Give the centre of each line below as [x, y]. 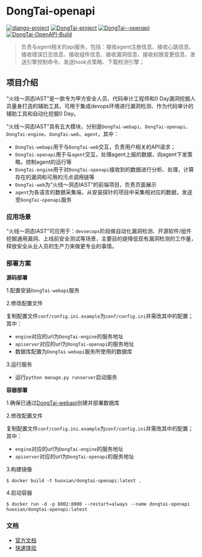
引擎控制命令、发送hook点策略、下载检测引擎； [85, 62]
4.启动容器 [19, 493]
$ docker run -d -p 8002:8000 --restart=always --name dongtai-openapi [98, 504]
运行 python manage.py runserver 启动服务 [66, 377]
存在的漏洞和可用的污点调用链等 [55, 177]
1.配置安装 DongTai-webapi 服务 [43, 291]
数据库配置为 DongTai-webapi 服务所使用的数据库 [74, 352]
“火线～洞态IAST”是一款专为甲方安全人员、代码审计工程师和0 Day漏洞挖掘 [99, 98]
